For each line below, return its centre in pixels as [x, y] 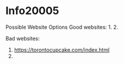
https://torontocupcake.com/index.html [62, 50]
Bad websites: [23, 38]
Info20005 [32, 11]
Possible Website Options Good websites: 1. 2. [62, 27]
